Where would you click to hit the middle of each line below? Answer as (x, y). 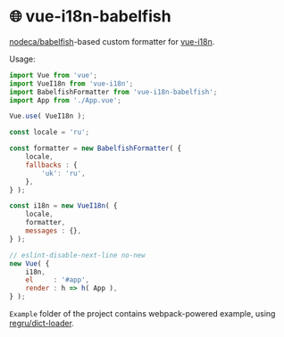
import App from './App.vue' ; (66, 100)
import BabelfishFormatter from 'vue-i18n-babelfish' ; (113, 92)
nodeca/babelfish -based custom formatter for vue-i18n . (112, 41)
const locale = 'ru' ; (50, 132)
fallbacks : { (51, 165)
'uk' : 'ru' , (64, 173)
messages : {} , (54, 231)
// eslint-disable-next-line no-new (77, 255)
